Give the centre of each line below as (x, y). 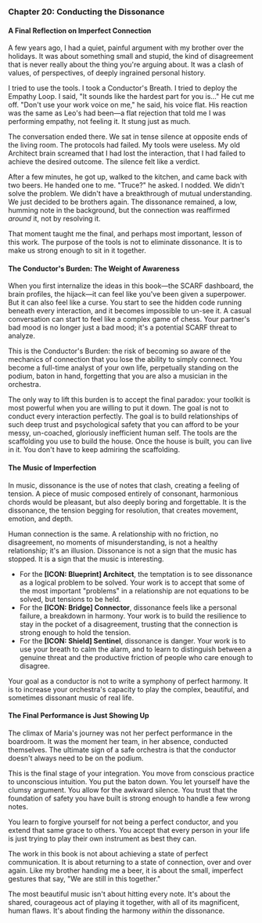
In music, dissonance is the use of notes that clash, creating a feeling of (124, 485)
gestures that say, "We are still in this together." (84, 878)
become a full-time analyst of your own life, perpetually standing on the (123, 368)
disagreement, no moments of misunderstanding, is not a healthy (113, 542)
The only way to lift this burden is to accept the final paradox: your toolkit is (129, 399)
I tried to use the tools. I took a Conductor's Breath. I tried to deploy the (123, 88)
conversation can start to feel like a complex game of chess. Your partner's (129, 319)
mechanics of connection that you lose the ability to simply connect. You (125, 359)
